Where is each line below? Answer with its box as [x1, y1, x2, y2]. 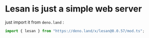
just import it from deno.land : [5, 19, 64, 25]
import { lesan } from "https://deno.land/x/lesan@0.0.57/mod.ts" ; [5, 28, 145, 33]
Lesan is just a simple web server [5, 3, 142, 14]
